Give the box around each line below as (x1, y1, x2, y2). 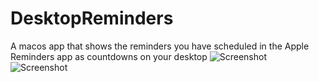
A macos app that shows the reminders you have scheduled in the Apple (10, 40, 310, 52)
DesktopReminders (10, 7, 174, 30)
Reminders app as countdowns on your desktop (10, 50, 208, 62)
